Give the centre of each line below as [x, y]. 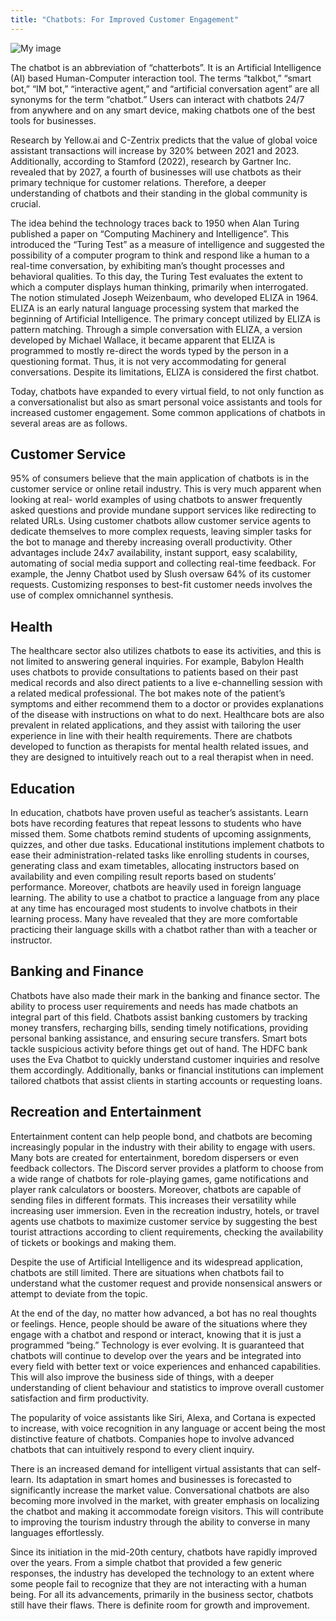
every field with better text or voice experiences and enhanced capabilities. [166, 1366]
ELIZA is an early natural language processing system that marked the [155, 308]
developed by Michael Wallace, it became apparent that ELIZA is [143, 340]
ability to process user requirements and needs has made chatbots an [154, 1006]
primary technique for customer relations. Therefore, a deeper [138, 182]
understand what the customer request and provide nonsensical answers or [166, 1283]
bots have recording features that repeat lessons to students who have [156, 823]
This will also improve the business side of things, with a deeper [142, 1377]
